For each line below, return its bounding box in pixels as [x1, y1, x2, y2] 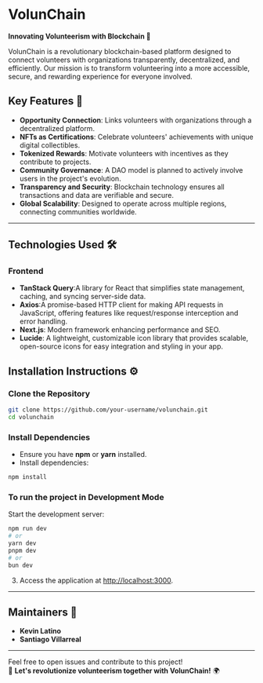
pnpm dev [8, 546, 37, 554]
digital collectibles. [19, 140, 81, 150]
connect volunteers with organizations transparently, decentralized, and [8, 55, 240, 64]
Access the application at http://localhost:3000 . [19, 575, 174, 585]
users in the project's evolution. [19, 173, 121, 183]
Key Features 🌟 [8, 94, 84, 108]
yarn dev [8, 539, 37, 547]
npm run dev [8, 524, 47, 533]
